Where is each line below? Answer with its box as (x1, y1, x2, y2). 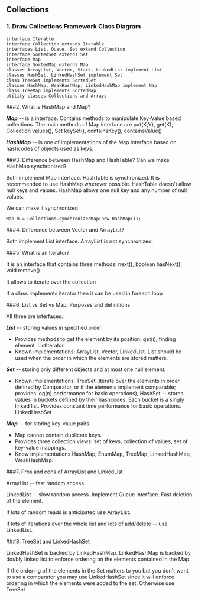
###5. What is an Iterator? (6, 249, 70, 256)
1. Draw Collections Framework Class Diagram (6, 22, 141, 31)
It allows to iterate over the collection (6, 278, 96, 285)
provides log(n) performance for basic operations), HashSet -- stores (14, 389, 184, 396)
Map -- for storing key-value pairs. (6, 420, 91, 427)
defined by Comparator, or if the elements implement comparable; (14, 383, 176, 391)
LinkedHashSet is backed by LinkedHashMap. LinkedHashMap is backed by (6, 549, 191, 556)
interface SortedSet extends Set (6, 51, 89, 57)
